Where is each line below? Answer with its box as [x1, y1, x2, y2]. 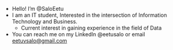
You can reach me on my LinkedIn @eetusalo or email [11, 31, 145, 38]
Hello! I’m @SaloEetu [11, 5, 64, 12]
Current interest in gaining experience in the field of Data [20, 24, 162, 31]
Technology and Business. [11, 18, 78, 25]
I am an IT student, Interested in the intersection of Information [11, 11, 167, 19]
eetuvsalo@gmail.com [11, 37, 67, 44]
